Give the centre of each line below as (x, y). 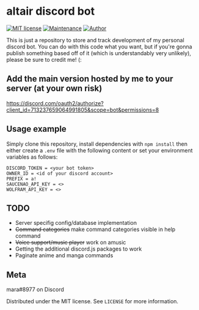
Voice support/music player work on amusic (71, 243)
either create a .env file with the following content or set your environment (99, 150)
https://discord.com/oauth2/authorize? (55, 103)
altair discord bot (51, 11)
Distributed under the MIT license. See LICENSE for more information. (92, 301)
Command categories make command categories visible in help (95, 229)
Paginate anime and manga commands (64, 255)
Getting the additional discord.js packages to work (78, 249)
